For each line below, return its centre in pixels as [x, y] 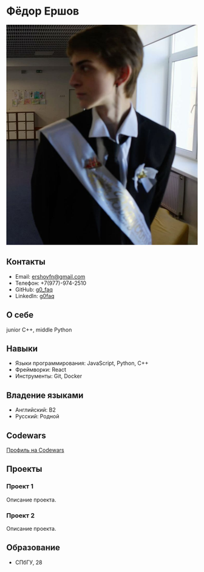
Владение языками [45, 395]
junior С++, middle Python [39, 330]
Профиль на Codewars [36, 450]
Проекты [24, 469]
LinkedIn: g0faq [35, 296]
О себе [20, 315]
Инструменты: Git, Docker [49, 376]
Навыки [22, 348]
